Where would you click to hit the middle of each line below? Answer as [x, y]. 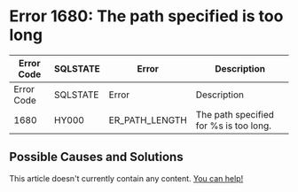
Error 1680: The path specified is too [146, 16]
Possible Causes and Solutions [96, 157]
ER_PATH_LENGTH [148, 119]
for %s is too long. [234, 126]
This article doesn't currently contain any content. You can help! [126, 178]
